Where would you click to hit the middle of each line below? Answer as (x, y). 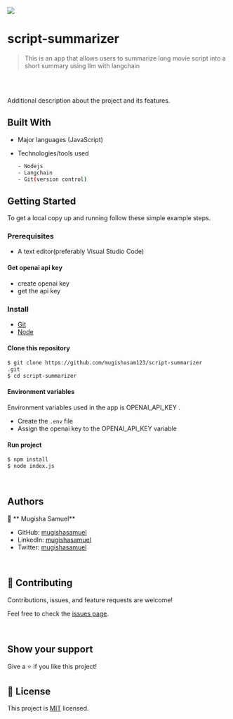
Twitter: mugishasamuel (52, 547)
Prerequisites (31, 236)
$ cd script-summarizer (42, 376)
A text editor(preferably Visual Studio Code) (81, 252)
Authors (26, 502)
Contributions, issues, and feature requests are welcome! (90, 600)
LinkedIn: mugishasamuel (54, 540)
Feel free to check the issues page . (58, 613)
